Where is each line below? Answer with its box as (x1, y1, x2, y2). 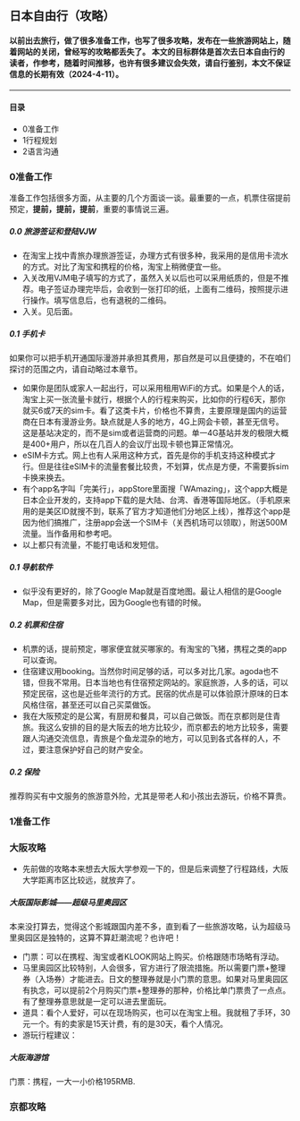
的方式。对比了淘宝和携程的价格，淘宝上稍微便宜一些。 (21, 261, 226, 272)
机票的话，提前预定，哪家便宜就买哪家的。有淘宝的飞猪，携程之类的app (21, 643, 287, 654)
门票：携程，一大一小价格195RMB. (9, 1076, 136, 1087)
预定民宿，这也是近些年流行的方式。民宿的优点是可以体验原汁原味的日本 (21, 688, 288, 698)
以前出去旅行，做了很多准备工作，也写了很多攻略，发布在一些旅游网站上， (9, 35, 283, 46)
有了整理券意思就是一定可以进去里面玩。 (21, 997, 171, 1007)
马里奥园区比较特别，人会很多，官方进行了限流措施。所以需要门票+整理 (21, 963, 287, 973)
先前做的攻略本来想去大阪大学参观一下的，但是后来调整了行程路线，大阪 (21, 863, 288, 875)
